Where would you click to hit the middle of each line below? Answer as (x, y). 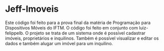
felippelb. (15, 33)
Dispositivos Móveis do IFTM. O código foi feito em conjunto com (72, 27)
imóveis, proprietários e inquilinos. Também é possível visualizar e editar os (82, 38)
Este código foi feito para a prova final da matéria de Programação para (78, 23)
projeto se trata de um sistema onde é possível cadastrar (87, 33)
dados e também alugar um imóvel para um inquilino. (59, 43)
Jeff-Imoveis (32, 9)
